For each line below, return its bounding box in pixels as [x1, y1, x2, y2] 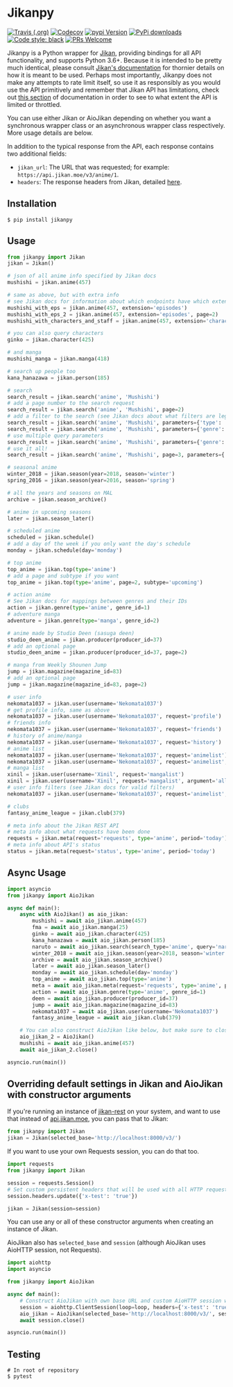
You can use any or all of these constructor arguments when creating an [7, 1217, 214, 1226]
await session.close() [19, 1317, 85, 1324]
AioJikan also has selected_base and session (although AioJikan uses [7, 1238, 206, 1247]
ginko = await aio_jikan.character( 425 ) [32, 930, 150, 937]
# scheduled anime [7, 527, 60, 534]
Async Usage [7, 867, 67, 879]
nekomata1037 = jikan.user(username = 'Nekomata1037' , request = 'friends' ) [7, 726, 222, 733]
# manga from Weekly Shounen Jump [7, 662, 107, 668]
